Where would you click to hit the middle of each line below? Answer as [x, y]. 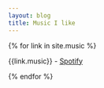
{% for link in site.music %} [52, 45]
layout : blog [30, 15]
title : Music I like [42, 23]
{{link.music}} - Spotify [46, 61]
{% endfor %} [31, 76]
